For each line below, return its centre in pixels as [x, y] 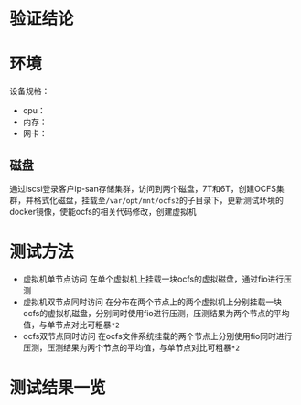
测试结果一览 [58, 388]
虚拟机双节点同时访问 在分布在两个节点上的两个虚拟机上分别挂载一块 [152, 302]
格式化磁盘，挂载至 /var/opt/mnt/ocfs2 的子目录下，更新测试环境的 [158, 200]
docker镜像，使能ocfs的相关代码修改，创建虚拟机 [103, 211]
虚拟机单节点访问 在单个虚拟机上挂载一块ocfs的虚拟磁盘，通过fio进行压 [157, 279]
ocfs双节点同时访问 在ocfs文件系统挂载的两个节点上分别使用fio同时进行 [157, 336]
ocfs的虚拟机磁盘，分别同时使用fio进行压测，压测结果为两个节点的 [148, 313]
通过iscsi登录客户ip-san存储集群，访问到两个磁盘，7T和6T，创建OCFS [143, 188]
